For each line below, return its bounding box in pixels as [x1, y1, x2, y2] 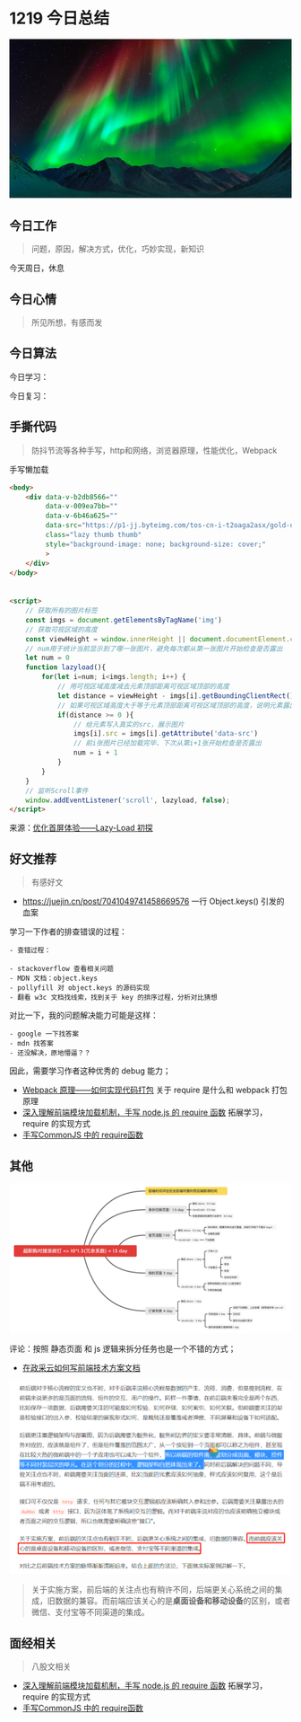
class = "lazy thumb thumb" [45, 531, 142, 540]
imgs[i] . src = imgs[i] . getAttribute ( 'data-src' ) [73, 729, 258, 738]
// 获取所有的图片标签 [25, 606, 99, 615]
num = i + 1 [73, 748, 118, 757]
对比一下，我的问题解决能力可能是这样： [9, 1010, 159, 1020]
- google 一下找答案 [9, 1029, 79, 1038]
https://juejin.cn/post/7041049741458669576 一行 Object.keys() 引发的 [21, 896, 285, 907]
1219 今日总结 [9, 8, 110, 29]
